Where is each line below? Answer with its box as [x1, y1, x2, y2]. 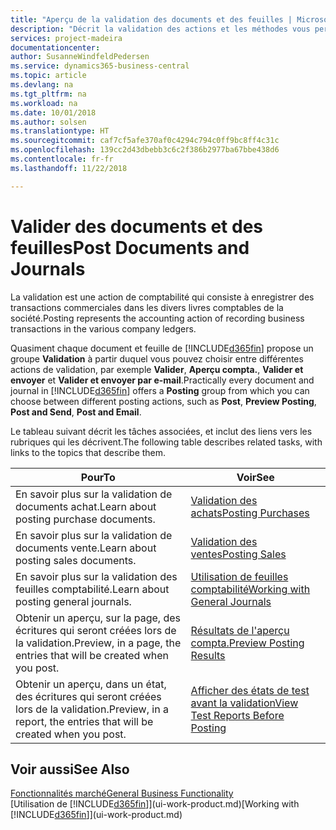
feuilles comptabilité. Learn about [15, 582, 170, 596]
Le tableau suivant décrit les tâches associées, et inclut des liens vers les [10, 425, 313, 437]
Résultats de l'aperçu [190, 623, 290, 637]
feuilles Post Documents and [10, 236, 250, 259]
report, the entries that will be [15, 714, 154, 728]
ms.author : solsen [10, 117, 87, 127]
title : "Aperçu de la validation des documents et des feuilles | [10, 14, 293, 25]
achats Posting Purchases [190, 506, 310, 520]
